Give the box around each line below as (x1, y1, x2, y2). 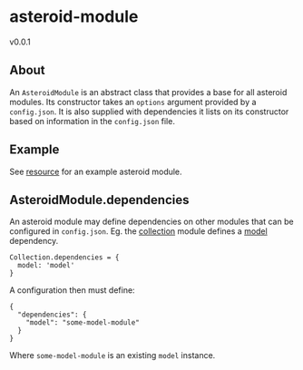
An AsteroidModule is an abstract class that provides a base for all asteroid (9, 86, 288, 97)
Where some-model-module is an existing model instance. (9, 350, 216, 361)
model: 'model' (17, 261, 75, 270)
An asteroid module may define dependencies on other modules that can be (9, 216, 294, 228)
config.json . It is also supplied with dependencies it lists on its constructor (9, 106, 289, 117)
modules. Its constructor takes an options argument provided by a (9, 96, 257, 107)
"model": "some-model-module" (25, 318, 141, 327)
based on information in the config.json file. (9, 115, 175, 126)
